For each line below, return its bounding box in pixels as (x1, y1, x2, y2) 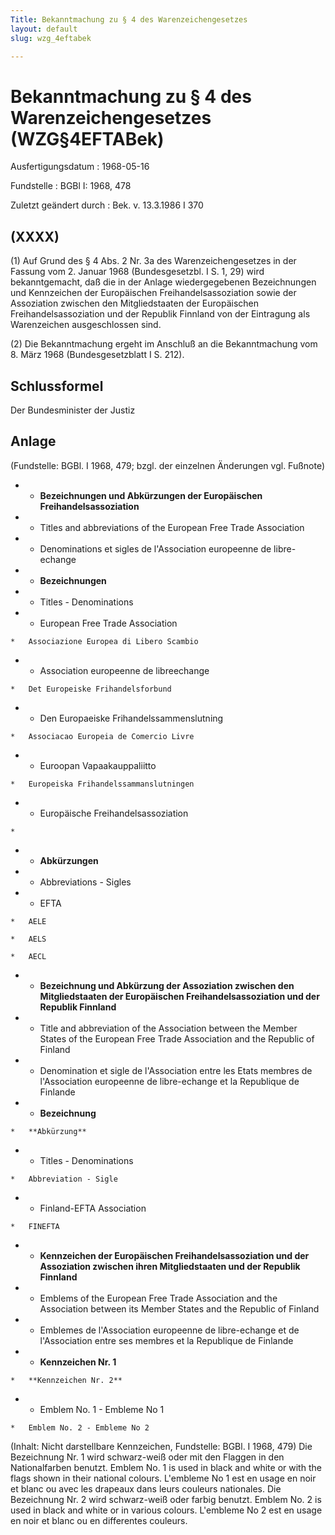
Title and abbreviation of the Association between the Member (39, 1022, 298, 1034)
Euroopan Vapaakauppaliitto (39, 759, 157, 771)
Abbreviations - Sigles (39, 876, 132, 888)
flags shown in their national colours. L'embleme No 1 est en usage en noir (10, 1472, 317, 1484)
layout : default (10, 24, 78, 34)
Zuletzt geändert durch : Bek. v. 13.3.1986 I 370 (10, 199, 204, 211)
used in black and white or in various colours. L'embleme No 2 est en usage (10, 1504, 323, 1516)
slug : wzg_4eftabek (10, 33, 92, 43)
